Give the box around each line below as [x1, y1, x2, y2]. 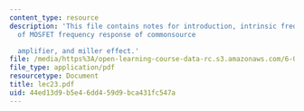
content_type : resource [9, 13, 100, 23]
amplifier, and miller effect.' [17, 46, 140, 55]
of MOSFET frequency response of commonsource [17, 30, 196, 39]
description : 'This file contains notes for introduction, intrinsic [9, 22, 278, 31]
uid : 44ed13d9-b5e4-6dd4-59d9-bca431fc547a [9, 88, 176, 97]
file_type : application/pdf [9, 63, 116, 72]
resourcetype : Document [9, 71, 100, 81]
